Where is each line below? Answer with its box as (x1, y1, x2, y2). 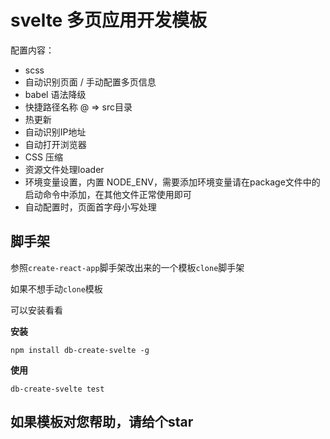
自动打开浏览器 (24, 138, 87, 150)
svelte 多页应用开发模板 (10, 9, 207, 32)
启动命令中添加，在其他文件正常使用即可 (24, 188, 192, 200)
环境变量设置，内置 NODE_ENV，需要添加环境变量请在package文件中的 (24, 176, 321, 188)
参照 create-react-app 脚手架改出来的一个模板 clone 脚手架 (10, 261, 245, 273)
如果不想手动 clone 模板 (10, 282, 103, 295)
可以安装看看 (10, 304, 63, 316)
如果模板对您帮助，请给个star (10, 414, 194, 431)
